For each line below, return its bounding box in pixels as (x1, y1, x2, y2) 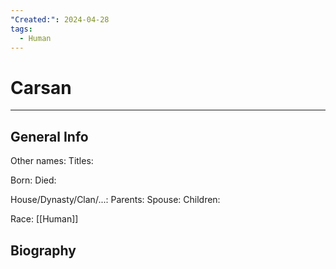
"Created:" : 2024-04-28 (10, 14, 110, 25)
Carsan (10, 76, 72, 99)
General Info (10, 128, 89, 145)
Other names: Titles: (10, 155, 94, 167)
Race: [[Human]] (10, 213, 79, 225)
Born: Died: (10, 174, 57, 186)
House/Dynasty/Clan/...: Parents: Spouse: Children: (10, 194, 221, 206)
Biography (10, 242, 77, 259)
